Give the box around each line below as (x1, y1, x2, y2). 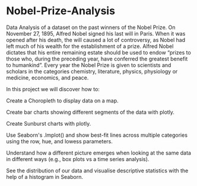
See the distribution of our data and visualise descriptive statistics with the (6, 167, 189, 174)
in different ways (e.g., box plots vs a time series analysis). (6, 155, 150, 162)
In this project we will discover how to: (6, 85, 100, 92)
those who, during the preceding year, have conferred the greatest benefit (6, 55, 188, 62)
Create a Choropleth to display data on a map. (6, 97, 119, 104)
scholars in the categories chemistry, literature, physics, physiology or (6, 68, 178, 75)
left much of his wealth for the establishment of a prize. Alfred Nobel (6, 43, 174, 50)
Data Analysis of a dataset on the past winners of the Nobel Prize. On (6, 24, 176, 31)
